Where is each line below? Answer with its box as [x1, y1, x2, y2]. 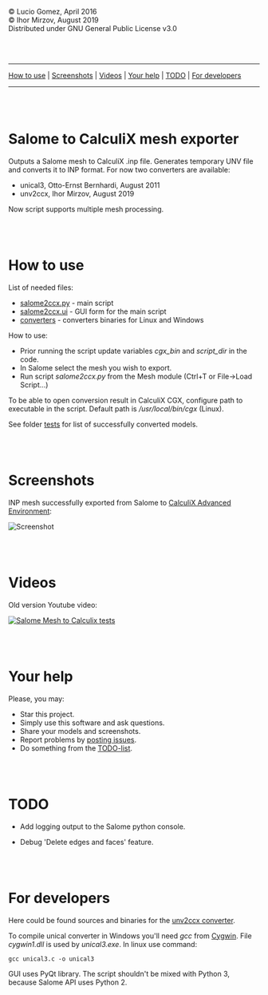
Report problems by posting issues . [19, 735, 137, 744]
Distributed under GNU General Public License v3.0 [8, 24, 178, 33]
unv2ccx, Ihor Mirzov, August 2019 [19, 188, 135, 198]
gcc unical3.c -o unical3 [8, 954, 94, 963]
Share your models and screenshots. [19, 726, 141, 735]
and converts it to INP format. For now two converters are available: [8, 165, 231, 174]
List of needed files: [8, 283, 74, 292]
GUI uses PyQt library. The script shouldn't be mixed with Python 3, [8, 969, 230, 978]
